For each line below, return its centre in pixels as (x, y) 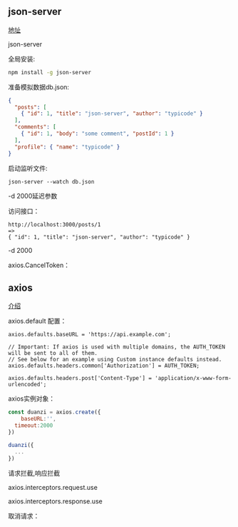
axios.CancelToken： (39, 265)
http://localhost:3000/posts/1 (55, 224)
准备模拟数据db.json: (39, 87)
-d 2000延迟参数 (33, 196)
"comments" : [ (35, 127)
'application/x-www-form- (193, 378)
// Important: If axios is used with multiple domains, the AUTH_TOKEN (117, 347)
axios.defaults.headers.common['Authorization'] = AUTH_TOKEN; (104, 366)
